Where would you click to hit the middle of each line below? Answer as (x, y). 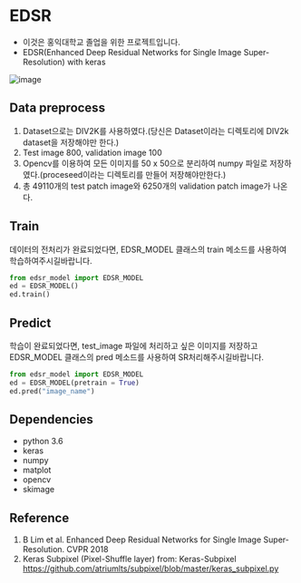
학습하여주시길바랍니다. (51, 260)
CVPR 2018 (87, 549)
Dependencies (51, 419)
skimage (39, 490)
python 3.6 (43, 442)
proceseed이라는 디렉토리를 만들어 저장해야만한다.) (134, 174)
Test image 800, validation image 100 (92, 152)
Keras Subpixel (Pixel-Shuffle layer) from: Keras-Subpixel (130, 559)
